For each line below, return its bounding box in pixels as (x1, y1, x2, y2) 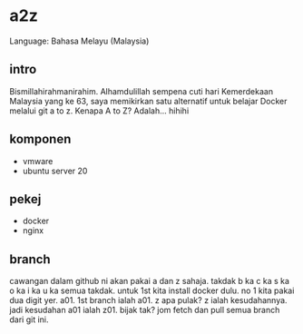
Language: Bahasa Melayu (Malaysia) (9, 35, 150, 46)
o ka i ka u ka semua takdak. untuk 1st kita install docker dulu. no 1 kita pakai (9, 285, 295, 296)
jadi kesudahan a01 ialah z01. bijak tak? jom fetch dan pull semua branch (9, 305, 280, 316)
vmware (22, 155, 54, 166)
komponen (9, 132, 72, 147)
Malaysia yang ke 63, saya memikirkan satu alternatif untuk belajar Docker (9, 95, 288, 106)
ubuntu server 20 (22, 165, 88, 176)
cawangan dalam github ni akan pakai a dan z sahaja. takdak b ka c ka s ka (9, 276, 290, 287)
